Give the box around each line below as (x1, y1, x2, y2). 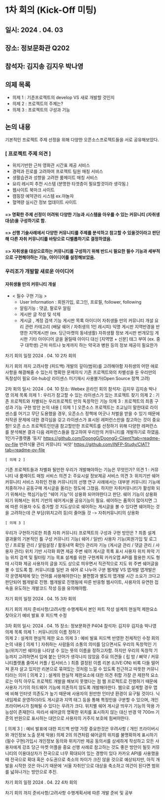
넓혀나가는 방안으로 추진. (10, 769, 58, 775)
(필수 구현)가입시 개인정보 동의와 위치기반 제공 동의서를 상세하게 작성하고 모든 (5, 738, 154, 744)
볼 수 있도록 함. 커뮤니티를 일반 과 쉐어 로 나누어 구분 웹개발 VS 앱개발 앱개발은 (5, 567, 156, 573)
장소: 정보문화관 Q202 (5, 44, 70, 52)
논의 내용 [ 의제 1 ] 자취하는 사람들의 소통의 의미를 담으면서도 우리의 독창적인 (5, 641, 152, 647)
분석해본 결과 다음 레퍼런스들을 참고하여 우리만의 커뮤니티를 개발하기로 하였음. (10, 429, 161, 435)
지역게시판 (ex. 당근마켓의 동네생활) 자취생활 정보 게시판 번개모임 (29, 330, 154, 336)
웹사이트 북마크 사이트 (12, 187, 55, 193)
